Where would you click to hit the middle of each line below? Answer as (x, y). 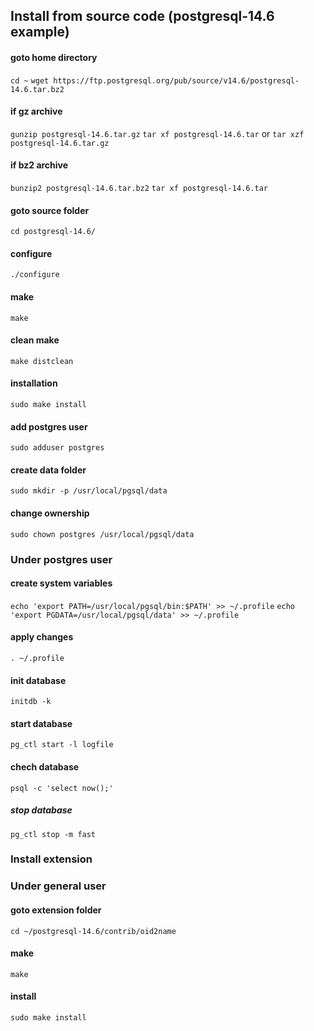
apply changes (42, 637)
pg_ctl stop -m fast (53, 834)
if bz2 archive (39, 165)
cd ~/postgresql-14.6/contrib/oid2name (93, 931)
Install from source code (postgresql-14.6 (142, 16)
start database (41, 723)
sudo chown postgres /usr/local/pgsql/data (102, 534)
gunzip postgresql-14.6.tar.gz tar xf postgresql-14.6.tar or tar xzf (157, 133)
